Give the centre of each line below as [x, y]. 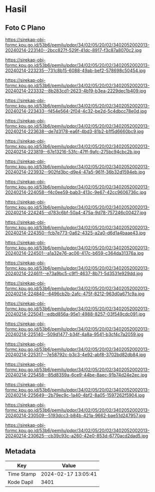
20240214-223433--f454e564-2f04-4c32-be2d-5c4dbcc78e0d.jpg [76, 111]
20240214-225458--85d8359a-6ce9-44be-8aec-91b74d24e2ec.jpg [76, 375]
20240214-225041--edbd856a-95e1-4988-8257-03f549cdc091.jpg [75, 314]
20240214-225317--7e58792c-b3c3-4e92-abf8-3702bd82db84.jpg [75, 355]
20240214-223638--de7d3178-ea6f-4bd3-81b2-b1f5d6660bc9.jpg [74, 131]
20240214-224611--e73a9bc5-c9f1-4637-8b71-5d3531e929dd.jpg [74, 273]
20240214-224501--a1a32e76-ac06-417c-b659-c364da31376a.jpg [74, 253]
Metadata [20, 451]
